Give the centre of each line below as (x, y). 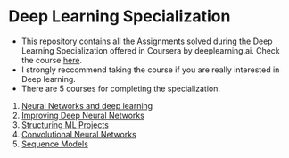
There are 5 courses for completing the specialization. (120, 88)
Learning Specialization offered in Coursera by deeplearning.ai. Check (150, 50)
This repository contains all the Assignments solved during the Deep (147, 41)
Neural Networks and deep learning (87, 105)
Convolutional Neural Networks (79, 134)
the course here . (51, 60)
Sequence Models (54, 144)
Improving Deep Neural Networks (83, 115)
